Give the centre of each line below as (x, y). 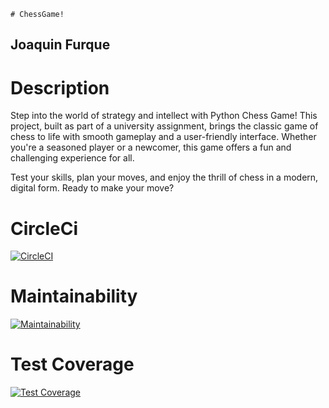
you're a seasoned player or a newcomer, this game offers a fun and (151, 147)
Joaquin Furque (60, 45)
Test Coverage (72, 364)
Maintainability (74, 296)
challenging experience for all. (72, 158)
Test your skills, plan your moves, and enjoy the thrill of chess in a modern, (164, 177)
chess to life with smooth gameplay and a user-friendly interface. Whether (163, 137)
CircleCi (44, 228)
